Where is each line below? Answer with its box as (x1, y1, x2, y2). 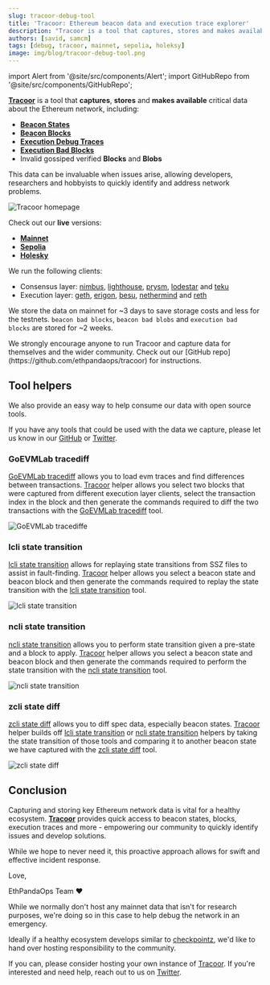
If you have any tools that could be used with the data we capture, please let (8, 424, 261, 434)
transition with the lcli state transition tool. (8, 586, 147, 595)
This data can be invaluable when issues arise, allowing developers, (8, 170, 233, 179)
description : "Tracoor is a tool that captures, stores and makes (8, 27, 235, 35)
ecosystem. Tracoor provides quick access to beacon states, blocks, (8, 813, 237, 823)
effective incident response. (8, 855, 101, 864)
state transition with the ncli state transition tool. (8, 665, 167, 675)
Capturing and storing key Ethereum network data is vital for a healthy (8, 805, 241, 814)
